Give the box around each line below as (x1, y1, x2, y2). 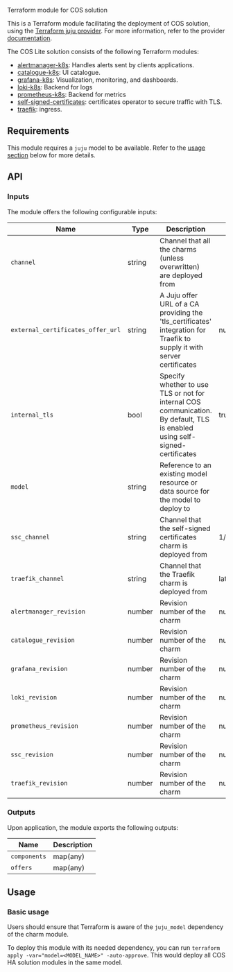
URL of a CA (159, 299, 200, 309)
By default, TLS (159, 414, 210, 424)
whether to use (159, 379, 209, 389)
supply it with (159, 342, 203, 352)
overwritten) (159, 261, 200, 271)
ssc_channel (10, 533, 51, 541)
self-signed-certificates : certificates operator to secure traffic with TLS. (17, 98, 223, 106)
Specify (159, 371, 185, 381)
